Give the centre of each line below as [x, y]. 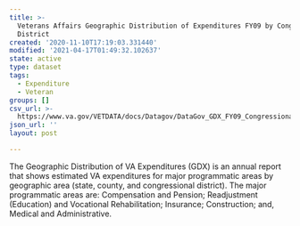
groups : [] [29, 100]
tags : [19, 76]
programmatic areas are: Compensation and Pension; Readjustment [134, 194]
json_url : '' [33, 125]
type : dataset [36, 68]
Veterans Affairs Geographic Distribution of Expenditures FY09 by [146, 26]
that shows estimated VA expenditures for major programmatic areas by [142, 175]
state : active [36, 59]
